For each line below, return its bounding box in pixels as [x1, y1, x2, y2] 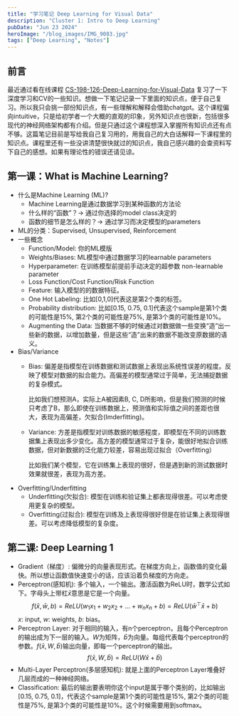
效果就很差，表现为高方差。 [28, 469, 110, 478]
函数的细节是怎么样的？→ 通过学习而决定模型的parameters [28, 217, 201, 226]
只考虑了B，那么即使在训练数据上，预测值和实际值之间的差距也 [28, 404, 213, 412]
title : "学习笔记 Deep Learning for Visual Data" [7, 10, 153, 18]
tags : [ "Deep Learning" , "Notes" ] [7, 37, 110, 44]
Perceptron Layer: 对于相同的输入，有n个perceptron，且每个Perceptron [17, 624, 228, 633]
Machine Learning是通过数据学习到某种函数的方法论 [28, 199, 181, 208]
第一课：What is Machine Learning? [7, 170, 169, 182]
